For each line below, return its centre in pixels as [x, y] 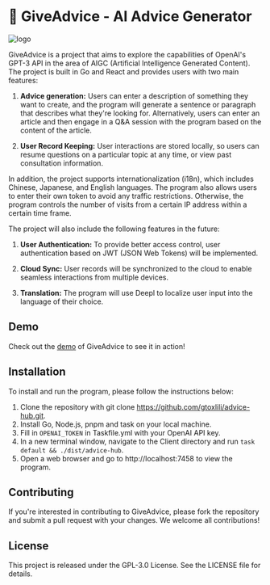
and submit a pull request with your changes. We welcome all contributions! [134, 520]
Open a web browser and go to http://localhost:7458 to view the [126, 458]
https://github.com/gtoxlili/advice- [193, 406]
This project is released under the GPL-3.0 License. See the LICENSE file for [135, 566]
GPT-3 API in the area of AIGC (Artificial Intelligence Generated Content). [129, 63]
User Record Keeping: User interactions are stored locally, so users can [139, 145]
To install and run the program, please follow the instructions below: [121, 391]
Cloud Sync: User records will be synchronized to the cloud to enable [136, 268]
